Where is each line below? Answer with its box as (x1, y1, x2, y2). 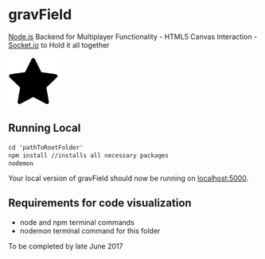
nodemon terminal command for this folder (19, 226, 161, 235)
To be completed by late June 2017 (8, 241, 123, 251)
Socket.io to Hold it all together (8, 40, 110, 49)
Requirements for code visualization (8, 196, 193, 210)
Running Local (8, 122, 81, 135)
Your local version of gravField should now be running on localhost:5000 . (8, 173, 249, 183)
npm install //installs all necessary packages (8, 151, 170, 160)
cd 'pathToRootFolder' (8, 143, 84, 152)
